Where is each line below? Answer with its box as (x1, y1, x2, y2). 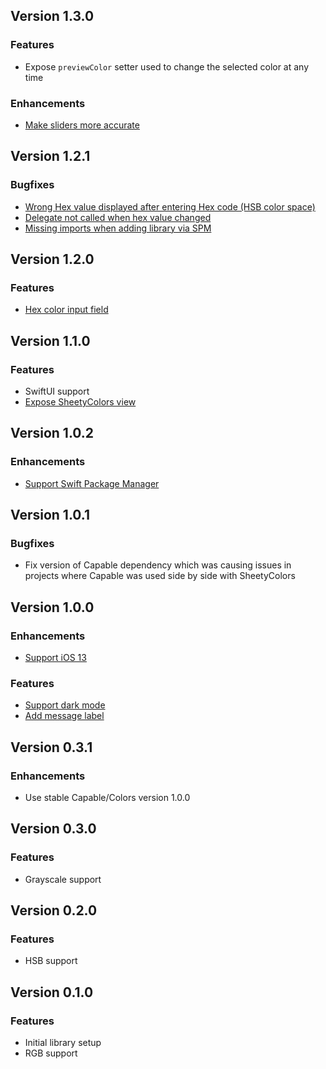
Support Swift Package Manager (24, 477, 160, 489)
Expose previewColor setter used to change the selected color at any (24, 60, 310, 73)
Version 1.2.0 (10, 251, 95, 268)
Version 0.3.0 (10, 820, 97, 838)
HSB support (24, 955, 78, 967)
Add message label (24, 710, 105, 722)
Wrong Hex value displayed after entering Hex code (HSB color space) (24, 200, 316, 213)
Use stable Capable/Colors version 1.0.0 (24, 792, 191, 804)
